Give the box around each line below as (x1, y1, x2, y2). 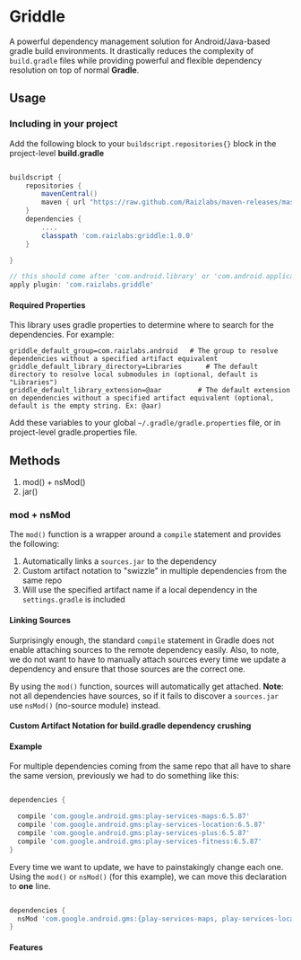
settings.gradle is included (21, 594, 125, 605)
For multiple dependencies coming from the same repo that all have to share (9, 761, 291, 771)
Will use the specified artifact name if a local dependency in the (21, 585, 258, 595)
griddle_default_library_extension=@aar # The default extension (9, 386, 291, 395)
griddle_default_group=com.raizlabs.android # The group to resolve (9, 347, 279, 356)
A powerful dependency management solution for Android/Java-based (9, 36, 271, 47)
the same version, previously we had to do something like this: (9, 771, 239, 781)
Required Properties (9, 299, 86, 311)
